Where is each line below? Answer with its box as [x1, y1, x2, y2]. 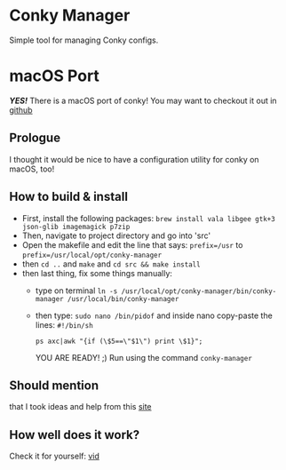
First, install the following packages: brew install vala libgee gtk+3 [21, 212, 275, 223]
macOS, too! [9, 163, 55, 174]
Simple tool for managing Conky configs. [9, 35, 159, 45]
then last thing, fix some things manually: [21, 267, 173, 278]
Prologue [9, 131, 60, 146]
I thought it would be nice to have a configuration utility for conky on [9, 154, 259, 164]
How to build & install [9, 189, 129, 204]
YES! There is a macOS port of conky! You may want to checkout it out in [9, 95, 277, 106]
